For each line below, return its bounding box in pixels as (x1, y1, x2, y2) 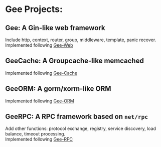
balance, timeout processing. (5, 131, 66, 137)
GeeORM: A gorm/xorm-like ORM (5, 84, 111, 93)
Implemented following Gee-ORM (5, 98, 74, 104)
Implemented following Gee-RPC (5, 136, 73, 142)
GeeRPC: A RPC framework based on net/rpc (5, 112, 148, 121)
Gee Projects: (5, 4, 63, 15)
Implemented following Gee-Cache (5, 70, 78, 76)
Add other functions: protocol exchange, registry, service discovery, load (5, 125, 156, 131)
